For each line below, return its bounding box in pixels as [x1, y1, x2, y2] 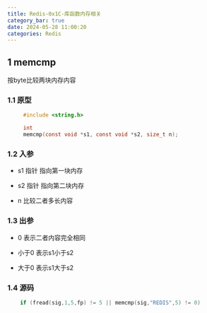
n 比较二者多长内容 [17, 196, 73, 205]
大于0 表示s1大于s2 [17, 263, 74, 272]
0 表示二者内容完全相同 [17, 233, 86, 242]
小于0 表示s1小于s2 [17, 248, 74, 256]
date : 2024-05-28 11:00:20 [7, 23, 87, 30]
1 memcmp [7, 56, 57, 68]
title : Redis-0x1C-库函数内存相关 [7, 10, 102, 18]
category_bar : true [7, 17, 65, 24]
